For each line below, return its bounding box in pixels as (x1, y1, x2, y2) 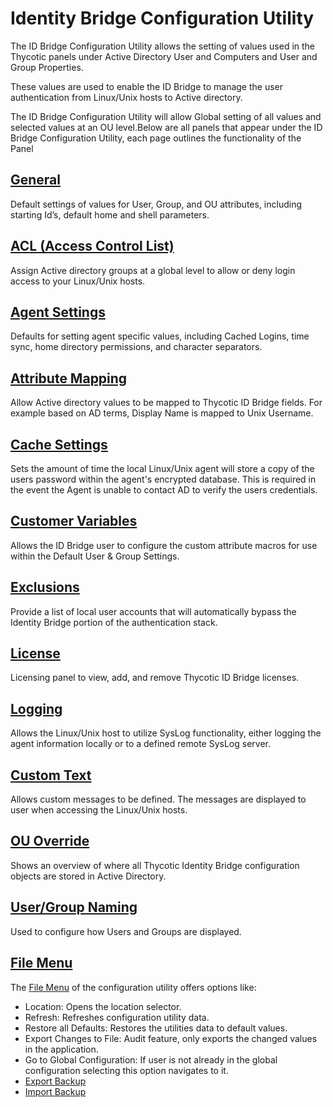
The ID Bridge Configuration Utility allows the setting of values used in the (10, 40, 316, 52)
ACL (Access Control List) (10, 238, 175, 255)
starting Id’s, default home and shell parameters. (10, 208, 210, 221)
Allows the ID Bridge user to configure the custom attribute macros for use (10, 539, 318, 551)
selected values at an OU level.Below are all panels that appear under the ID (10, 121, 323, 133)
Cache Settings (10, 436, 108, 453)
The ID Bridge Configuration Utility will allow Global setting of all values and (10, 110, 322, 122)
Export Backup (24, 1075, 87, 1087)
